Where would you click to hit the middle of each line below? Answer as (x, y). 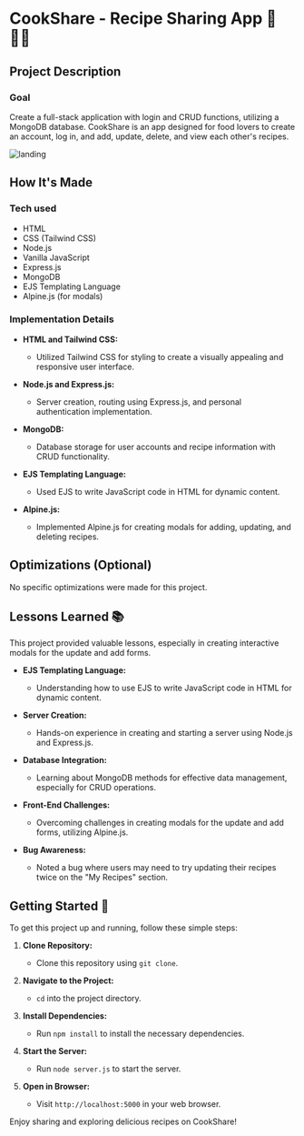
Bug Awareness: (54, 850)
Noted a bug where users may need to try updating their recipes (156, 868)
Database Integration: (64, 760)
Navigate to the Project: (68, 980)
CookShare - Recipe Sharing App (136, 19)
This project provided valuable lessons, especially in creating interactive (144, 643)
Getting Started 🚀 (59, 905)
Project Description (65, 71)
